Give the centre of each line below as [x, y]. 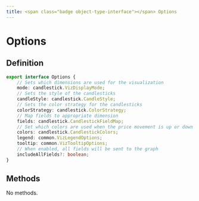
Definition [25, 63]
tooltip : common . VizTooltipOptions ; [63, 144]
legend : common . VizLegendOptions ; [60, 138]
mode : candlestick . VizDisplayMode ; [61, 88]
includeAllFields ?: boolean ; [53, 154]
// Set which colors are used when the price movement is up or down [105, 127]
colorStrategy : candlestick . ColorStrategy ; [72, 110]
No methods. [22, 193]
